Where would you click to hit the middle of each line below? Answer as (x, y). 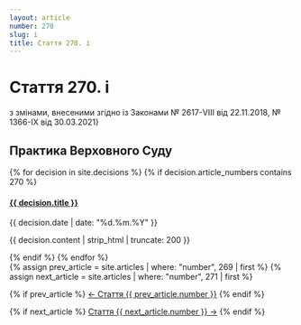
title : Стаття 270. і (50, 43)
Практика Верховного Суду (91, 150)
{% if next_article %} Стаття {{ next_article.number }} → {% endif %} (137, 311)
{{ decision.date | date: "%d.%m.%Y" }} (83, 223)
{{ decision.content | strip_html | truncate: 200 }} (100, 240)
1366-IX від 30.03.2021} (54, 122)
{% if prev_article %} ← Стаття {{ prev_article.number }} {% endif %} (137, 294)
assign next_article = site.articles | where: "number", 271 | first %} (131, 277)
